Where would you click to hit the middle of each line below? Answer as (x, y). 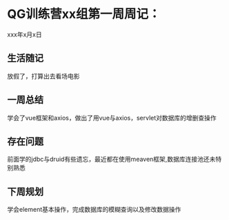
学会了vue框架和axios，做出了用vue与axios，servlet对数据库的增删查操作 (112, 118)
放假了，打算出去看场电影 (43, 76)
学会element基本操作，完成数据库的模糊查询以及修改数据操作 (94, 210)
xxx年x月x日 (25, 34)
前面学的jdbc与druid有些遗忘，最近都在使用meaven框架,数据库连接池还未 (111, 159)
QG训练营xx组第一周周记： (84, 14)
